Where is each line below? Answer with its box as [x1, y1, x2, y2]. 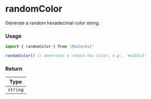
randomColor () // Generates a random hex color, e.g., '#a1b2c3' [5, 53, 146, 58]
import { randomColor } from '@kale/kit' [5, 44, 95, 49]
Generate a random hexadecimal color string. [5, 20, 100, 26]
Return [5, 65, 23, 72]
